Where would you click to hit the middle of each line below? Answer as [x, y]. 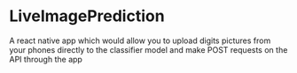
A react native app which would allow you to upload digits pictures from [140, 40]
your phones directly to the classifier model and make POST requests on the [148, 49]
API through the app [46, 59]
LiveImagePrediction [87, 16]
